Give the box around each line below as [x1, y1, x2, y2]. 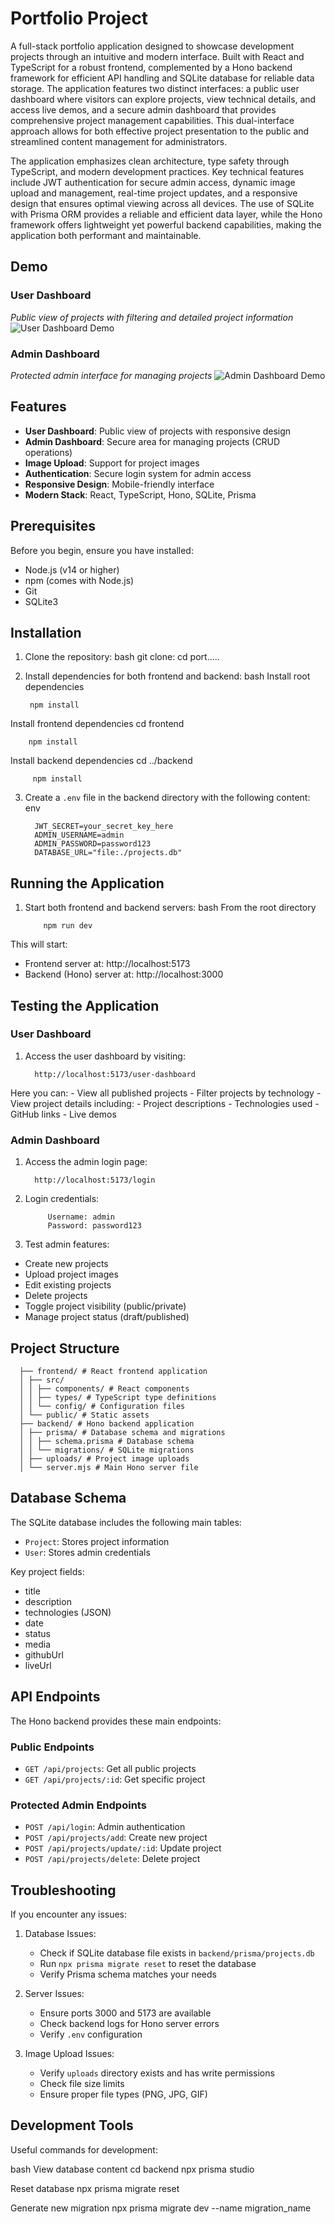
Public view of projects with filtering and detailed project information [10, 311, 294, 323]
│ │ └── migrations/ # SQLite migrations [19, 1445, 195, 1455]
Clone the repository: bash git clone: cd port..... [24, 651, 220, 663]
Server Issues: [24, 1988, 85, 1999]
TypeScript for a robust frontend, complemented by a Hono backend [10, 61, 293, 73]
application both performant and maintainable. [10, 229, 202, 241]
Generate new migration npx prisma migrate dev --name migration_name [10, 2202, 312, 2214]
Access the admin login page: [24, 1156, 148, 1168]
